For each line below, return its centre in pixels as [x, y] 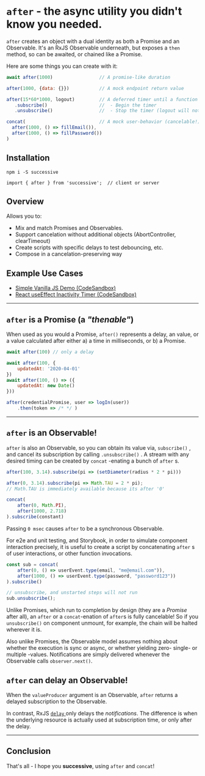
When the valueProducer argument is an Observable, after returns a [92, 695]
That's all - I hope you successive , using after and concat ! [81, 766]
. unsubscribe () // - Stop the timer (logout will [102, 111]
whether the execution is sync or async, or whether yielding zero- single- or [102, 648]
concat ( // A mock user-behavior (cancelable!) [103, 122]
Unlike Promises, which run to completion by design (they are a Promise [97, 610]
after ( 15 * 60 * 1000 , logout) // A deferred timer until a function [102, 99]
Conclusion [29, 751]
